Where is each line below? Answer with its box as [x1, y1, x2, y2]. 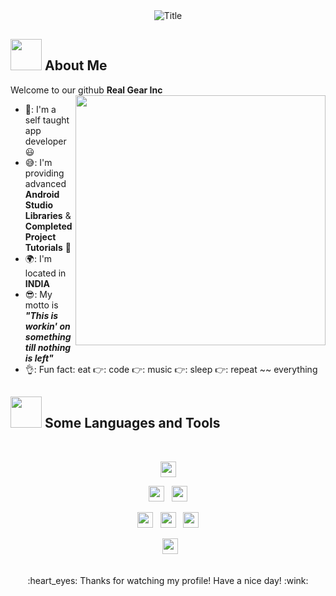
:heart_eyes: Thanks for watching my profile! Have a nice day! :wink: [27, 574, 309, 586]
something [24, 330, 72, 343]
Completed [24, 220, 73, 232]
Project [24, 230, 57, 243]
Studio [24, 199, 54, 211]
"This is [24, 309, 59, 321]
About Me [44, 57, 108, 74]
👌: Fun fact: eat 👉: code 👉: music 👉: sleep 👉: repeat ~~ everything [24, 363, 318, 375]
